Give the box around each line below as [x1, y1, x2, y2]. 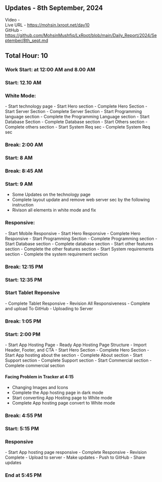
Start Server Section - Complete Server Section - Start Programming [5, 109, 142, 114]
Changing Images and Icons [12, 385, 68, 390]
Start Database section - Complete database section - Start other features [5, 241, 154, 246]
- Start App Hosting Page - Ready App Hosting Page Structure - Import [5, 342, 147, 348]
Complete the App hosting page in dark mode [12, 389, 103, 396]
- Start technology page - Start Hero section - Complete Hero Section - [5, 103, 147, 109]
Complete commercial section [5, 363, 65, 369]
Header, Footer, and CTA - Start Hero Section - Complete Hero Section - [5, 347, 149, 353]
